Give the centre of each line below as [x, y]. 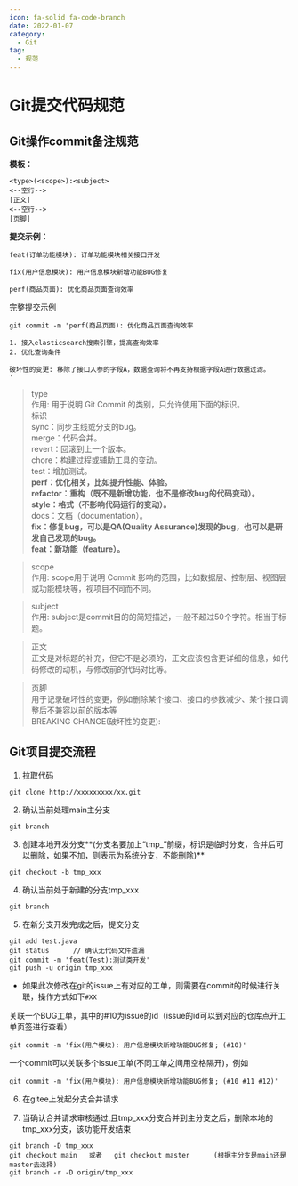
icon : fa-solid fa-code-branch [67, 17]
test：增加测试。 [61, 471]
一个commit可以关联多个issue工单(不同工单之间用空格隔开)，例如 [129, 1062]
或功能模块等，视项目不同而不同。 [93, 589]
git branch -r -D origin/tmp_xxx [71, 1172]
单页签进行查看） [40, 1026]
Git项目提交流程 [52, 752]
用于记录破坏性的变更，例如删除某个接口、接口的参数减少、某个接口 [156, 699]
